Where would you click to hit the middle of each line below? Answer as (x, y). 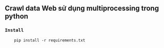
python (17, 17)
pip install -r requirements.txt (50, 40)
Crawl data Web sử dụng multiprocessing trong (82, 8)
